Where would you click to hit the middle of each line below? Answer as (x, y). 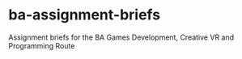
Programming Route (42, 45)
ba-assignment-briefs (84, 15)
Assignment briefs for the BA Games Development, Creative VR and (121, 37)
